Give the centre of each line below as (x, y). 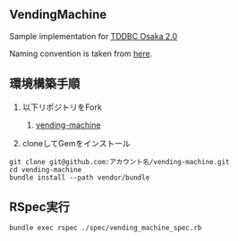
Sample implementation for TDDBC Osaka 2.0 (93, 36)
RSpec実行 (39, 208)
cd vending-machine (46, 170)
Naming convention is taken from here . (81, 54)
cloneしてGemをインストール (76, 143)
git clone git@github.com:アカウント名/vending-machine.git (119, 162)
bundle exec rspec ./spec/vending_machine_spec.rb (106, 228)
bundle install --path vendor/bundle (80, 178)
